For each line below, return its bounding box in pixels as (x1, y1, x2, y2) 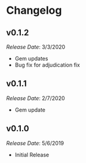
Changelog (6, 4, 62, 17)
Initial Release (14, 151, 50, 158)
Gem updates (14, 55, 48, 62)
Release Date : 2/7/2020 (6, 94, 65, 102)
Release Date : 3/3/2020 (6, 43, 66, 50)
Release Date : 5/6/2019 (6, 139, 64, 147)
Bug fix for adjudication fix (14, 61, 81, 68)
